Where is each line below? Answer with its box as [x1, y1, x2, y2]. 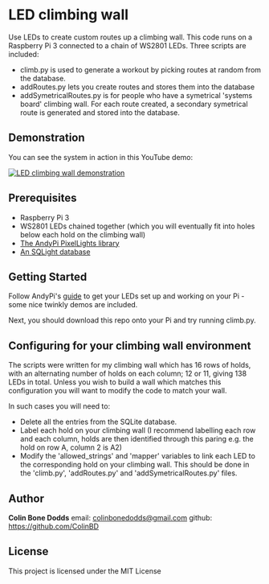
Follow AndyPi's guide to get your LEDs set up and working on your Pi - [8, 291, 245, 301]
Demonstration [8, 131, 86, 145]
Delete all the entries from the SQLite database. [19, 417, 177, 427]
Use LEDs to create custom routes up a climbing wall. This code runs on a [8, 32, 253, 42]
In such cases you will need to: [8, 401, 111, 411]
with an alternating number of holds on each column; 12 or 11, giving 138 [8, 368, 247, 379]
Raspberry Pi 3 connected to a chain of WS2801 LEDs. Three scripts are [8, 40, 247, 50]
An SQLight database [19, 247, 91, 257]
